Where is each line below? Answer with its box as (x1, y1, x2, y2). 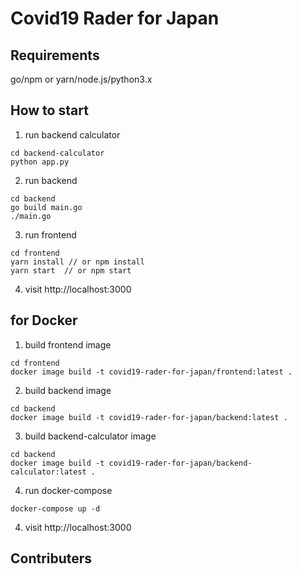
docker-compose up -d (10, 503, 101, 514)
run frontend (24, 228, 77, 241)
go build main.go (10, 202, 83, 212)
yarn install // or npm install (10, 257, 145, 267)
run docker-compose (24, 484, 113, 496)
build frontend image (24, 338, 112, 351)
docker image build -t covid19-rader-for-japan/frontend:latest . (10, 367, 293, 377)
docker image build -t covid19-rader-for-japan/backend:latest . (10, 412, 288, 422)
